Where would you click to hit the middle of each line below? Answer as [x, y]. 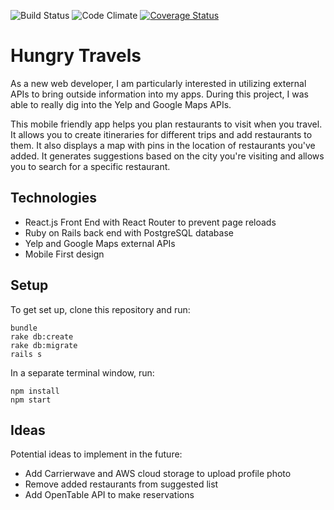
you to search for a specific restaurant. [90, 166]
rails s [26, 354]
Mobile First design [64, 254]
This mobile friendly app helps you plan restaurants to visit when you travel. [166, 124]
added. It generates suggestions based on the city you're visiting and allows [167, 156]
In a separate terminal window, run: [82, 372]
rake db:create [42, 336]
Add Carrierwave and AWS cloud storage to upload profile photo [158, 474]
